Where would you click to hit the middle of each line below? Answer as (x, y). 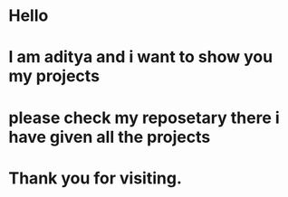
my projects (54, 76)
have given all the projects (110, 137)
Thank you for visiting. (95, 178)
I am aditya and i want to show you (141, 57)
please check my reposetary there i (144, 117)
